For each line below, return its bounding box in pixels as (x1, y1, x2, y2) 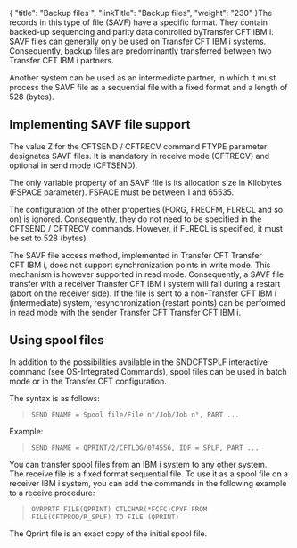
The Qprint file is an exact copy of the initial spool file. (9, 527, 208, 539)
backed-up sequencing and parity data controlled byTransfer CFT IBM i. (9, 27, 274, 37)
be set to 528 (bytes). (9, 232, 89, 243)
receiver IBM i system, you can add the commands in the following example (9, 477, 287, 488)
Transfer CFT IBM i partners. (9, 55, 114, 65)
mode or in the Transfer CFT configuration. (9, 375, 168, 386)
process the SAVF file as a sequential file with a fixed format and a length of (9, 82, 288, 92)
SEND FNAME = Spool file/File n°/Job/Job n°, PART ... (30, 410, 240, 419)
